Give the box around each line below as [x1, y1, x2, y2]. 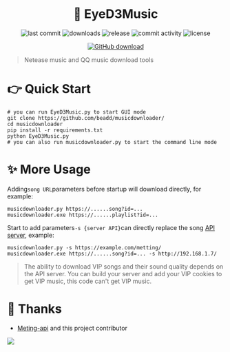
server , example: [7, 231, 54, 239]
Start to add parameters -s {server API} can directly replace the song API [7, 223, 216, 231]
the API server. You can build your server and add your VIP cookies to [23, 269, 222, 278]
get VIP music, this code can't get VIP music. [23, 277, 152, 285]
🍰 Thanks [7, 301, 62, 316]
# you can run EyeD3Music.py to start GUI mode [7, 108, 147, 116]
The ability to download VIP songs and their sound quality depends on [23, 262, 224, 271]
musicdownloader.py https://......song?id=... [7, 205, 143, 212]
